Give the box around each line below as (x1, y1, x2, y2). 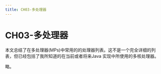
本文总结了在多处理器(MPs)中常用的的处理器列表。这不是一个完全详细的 (5, 47, 152, 53)
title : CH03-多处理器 (5, 7, 47, 12)
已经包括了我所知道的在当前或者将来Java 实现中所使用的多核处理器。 (18, 53, 159, 59)
